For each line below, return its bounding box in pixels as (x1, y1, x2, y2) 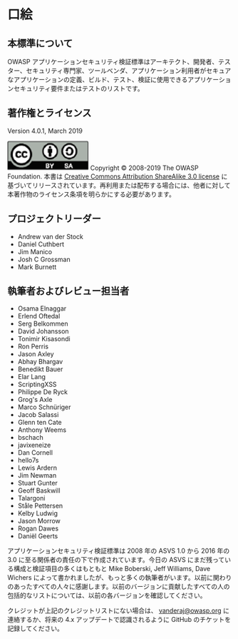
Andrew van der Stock (17, 232, 83, 241)
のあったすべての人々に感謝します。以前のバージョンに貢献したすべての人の (7, 583, 230, 591)
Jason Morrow (17, 517, 61, 525)
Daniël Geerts (17, 532, 58, 540)
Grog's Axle (17, 396, 53, 404)
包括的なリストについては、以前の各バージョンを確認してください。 (7, 591, 207, 600)
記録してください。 (7, 624, 64, 633)
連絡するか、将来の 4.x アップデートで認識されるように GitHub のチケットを (7, 615, 232, 624)
